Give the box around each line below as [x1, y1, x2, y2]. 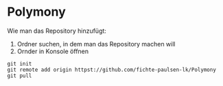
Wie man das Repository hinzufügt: [7, 27, 106, 35]
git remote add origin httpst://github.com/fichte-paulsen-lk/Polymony [7, 66, 216, 73]
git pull [7, 72, 32, 79]
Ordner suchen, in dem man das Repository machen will [16, 40, 176, 48]
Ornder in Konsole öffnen [16, 47, 89, 55]
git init [7, 60, 32, 67]
